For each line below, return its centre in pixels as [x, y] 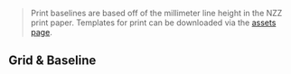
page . [42, 32]
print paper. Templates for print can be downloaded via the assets [153, 23]
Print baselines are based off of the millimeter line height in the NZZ [156, 13]
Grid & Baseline [52, 61]
